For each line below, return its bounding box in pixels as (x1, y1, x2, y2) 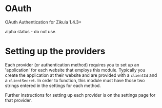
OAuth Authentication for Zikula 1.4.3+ (5, 19, 82, 25)
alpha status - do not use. (5, 28, 57, 34)
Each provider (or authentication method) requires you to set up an (5, 62, 140, 67)
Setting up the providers (5, 46, 106, 57)
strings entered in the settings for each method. (5, 83, 101, 88)
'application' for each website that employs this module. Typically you (5, 67, 145, 73)
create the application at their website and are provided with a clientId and (5, 72, 157, 78)
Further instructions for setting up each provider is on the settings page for (5, 92, 156, 98)
